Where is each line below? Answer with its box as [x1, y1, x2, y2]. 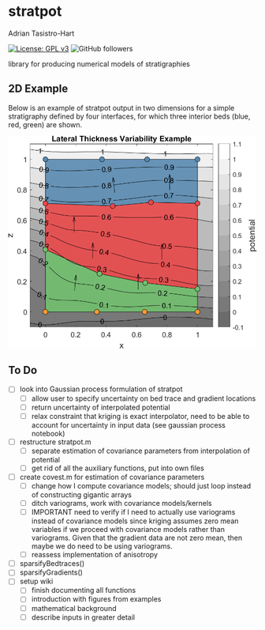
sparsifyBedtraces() [19, 559, 85, 568]
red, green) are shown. [8, 119, 83, 129]
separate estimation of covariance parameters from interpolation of [31, 446, 251, 455]
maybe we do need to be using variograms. [31, 541, 173, 551]
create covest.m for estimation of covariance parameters [19, 472, 205, 481]
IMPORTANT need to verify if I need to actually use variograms [31, 507, 236, 517]
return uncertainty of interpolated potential [31, 402, 171, 412]
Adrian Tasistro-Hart [8, 28, 75, 38]
